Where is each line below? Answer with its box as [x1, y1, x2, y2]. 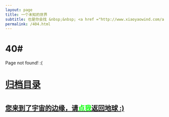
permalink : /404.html [5, 21, 51, 27]
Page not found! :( [5, 60, 43, 66]
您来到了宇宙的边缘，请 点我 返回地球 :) [5, 104, 125, 112]
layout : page [5, 7, 33, 13]
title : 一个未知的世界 [5, 12, 48, 17]
